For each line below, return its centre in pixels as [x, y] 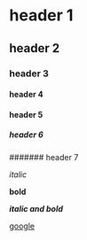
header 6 [26, 135]
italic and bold [36, 208]
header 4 [26, 95]
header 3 [29, 74]
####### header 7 [44, 157]
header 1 [41, 15]
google [22, 226]
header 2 [35, 48]
